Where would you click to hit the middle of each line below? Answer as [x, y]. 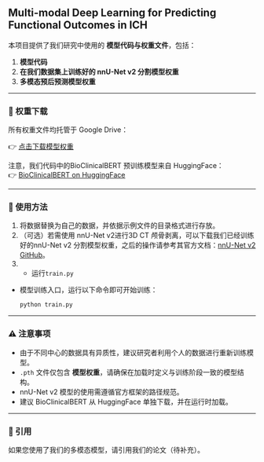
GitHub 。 [34, 255]
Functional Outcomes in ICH [78, 26]
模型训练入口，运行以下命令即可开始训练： [88, 290]
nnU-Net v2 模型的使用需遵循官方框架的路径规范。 [101, 391]
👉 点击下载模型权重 [41, 147]
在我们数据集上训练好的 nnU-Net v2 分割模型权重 [99, 71]
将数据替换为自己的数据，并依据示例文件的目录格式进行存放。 [119, 225]
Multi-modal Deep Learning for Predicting [112, 13]
